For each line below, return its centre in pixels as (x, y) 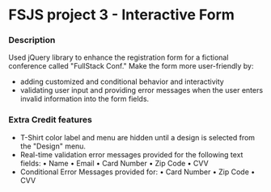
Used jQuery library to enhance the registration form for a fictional (119, 57)
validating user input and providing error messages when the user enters (142, 90)
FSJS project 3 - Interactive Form (121, 15)
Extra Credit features (51, 120)
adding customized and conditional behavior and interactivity (122, 81)
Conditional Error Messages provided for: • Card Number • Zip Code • (138, 172)
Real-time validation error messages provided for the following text (131, 154)
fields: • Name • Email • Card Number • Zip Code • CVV (114, 163)
